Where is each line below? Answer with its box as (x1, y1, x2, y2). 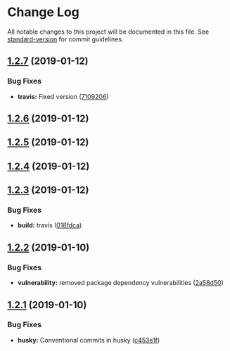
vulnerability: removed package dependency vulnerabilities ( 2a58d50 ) (17, 279, 224, 287)
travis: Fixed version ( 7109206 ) (17, 92, 109, 100)
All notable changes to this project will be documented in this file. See (7, 27, 210, 36)
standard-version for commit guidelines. (7, 34, 124, 43)
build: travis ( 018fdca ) (17, 221, 82, 230)
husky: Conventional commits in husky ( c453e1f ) (17, 336, 160, 344)
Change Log (7, 4, 79, 20)
